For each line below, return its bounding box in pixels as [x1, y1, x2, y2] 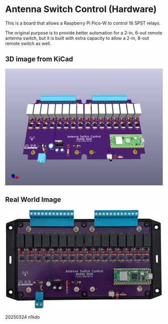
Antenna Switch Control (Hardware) [5, 4, 157, 15]
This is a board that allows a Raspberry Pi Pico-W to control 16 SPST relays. [5, 20, 161, 26]
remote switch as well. [5, 40, 51, 46]
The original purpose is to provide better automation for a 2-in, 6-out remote [5, 30, 162, 36]
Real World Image [5, 195, 61, 204]
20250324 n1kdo [5, 314, 40, 320]
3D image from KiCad [5, 55, 73, 64]
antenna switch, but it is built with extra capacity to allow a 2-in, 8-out [5, 35, 149, 41]
